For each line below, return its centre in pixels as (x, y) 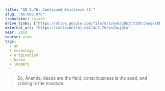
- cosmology (22, 50)
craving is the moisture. (41, 83)
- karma (17, 60)
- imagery (19, 64)
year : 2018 (16, 32)
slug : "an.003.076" (25, 14)
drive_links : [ (21, 23)
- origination (24, 55)
